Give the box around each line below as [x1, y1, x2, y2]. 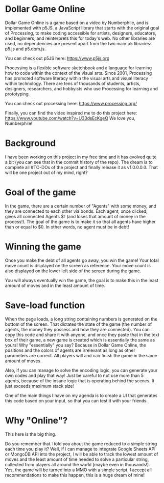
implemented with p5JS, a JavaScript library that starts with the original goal [5, 25, 159, 30]
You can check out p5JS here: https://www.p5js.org [5, 55, 110, 61]
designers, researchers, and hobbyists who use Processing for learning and [5, 85, 158, 91]
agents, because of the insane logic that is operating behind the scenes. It [5, 377, 155, 384]
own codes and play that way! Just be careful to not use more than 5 [5, 372, 144, 378]
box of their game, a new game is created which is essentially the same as [5, 337, 155, 342]
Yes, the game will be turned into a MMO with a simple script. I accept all [5, 467, 152, 473]
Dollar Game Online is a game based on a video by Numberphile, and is [5, 20, 149, 26]
